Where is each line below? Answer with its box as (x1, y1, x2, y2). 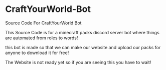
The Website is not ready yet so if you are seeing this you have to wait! (5, 59, 151, 65)
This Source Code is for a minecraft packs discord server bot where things (5, 29, 159, 35)
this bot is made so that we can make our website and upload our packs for (5, 44, 161, 50)
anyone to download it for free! (5, 50, 69, 56)
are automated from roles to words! (5, 35, 78, 41)
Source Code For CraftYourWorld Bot (5, 20, 82, 26)
